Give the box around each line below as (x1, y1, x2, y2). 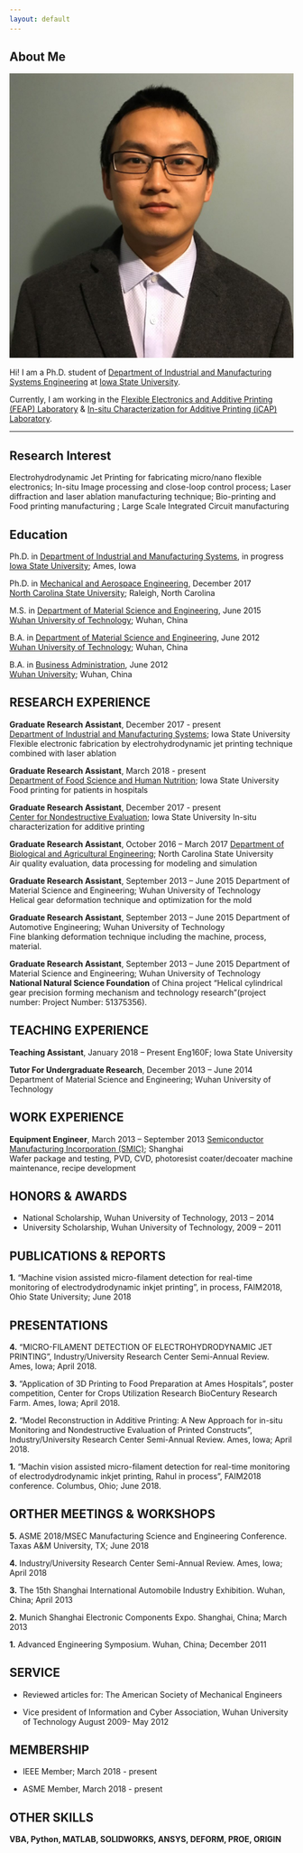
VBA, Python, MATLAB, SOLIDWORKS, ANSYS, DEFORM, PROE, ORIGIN (9, 1834, 282, 1845)
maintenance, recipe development (9, 1162, 137, 1173)
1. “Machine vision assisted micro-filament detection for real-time (9, 1272, 252, 1283)
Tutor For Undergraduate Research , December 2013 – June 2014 (9, 1064, 253, 1075)
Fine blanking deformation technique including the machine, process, (9, 931, 267, 942)
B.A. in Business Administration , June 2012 (9, 659, 169, 670)
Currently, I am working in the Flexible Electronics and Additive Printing (9, 394, 273, 405)
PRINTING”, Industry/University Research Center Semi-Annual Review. (9, 1351, 270, 1362)
